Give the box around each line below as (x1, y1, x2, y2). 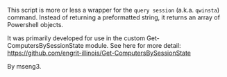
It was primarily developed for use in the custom (7, 34, 146, 42)
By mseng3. (7, 62, 42, 70)
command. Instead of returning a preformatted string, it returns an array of (7, 13, 221, 22)
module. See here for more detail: (85, 42, 182, 49)
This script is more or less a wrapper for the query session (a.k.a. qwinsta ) (7, 6, 220, 14)
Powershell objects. (7, 21, 64, 28)
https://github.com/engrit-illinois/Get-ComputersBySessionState (7, 49, 192, 57)
